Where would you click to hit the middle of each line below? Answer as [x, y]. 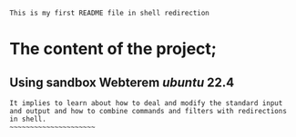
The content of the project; [113, 49]
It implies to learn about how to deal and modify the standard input [146, 103]
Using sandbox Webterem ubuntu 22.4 [122, 82]
